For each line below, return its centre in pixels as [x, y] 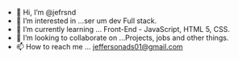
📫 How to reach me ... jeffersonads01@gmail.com [99, 47]
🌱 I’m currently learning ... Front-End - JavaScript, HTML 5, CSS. [123, 29]
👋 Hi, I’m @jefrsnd [46, 12]
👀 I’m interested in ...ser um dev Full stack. [86, 21]
